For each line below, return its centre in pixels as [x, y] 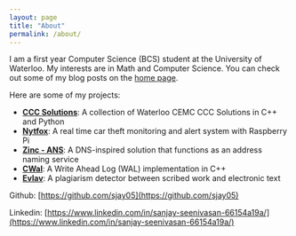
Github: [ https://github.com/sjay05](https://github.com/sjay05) [124, 195]
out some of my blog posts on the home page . [94, 78]
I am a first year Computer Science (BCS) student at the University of [136, 59]
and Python [43, 122]
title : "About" [37, 26]
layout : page [33, 17]
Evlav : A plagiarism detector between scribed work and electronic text [151, 178]
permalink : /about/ [45, 34]
